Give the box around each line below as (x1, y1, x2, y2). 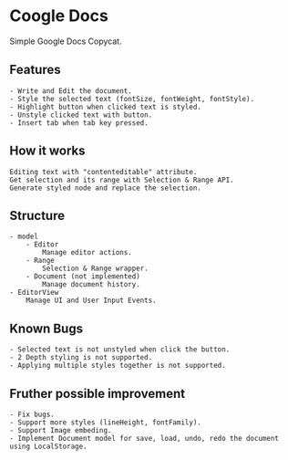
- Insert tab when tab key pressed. (9, 118, 149, 128)
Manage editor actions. (42, 248, 132, 257)
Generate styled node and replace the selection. (9, 183, 202, 193)
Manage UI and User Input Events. (26, 296, 157, 306)
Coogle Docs (9, 5, 109, 26)
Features (9, 62, 61, 78)
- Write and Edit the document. (9, 86, 132, 96)
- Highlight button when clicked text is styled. (9, 102, 202, 111)
